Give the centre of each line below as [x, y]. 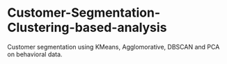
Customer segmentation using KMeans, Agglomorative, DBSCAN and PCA [113, 47]
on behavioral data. [35, 54]
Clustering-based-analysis [87, 27]
